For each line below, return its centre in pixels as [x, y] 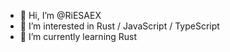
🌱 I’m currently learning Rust [78, 36]
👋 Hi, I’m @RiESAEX [60, 15]
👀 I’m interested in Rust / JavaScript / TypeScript [119, 26]
